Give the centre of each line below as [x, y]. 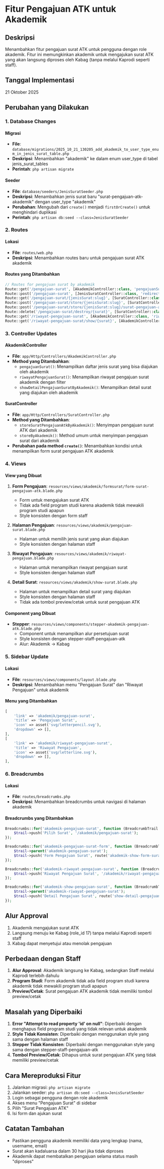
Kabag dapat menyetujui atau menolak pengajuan [62, 943]
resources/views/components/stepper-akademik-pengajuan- [90, 625]
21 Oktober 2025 [22, 92]
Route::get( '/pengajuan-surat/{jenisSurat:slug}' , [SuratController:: [78, 298]
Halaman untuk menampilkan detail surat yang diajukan [75, 592]
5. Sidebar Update [27, 657]
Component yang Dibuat [31, 613]
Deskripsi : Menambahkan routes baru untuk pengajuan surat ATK [78, 258]
